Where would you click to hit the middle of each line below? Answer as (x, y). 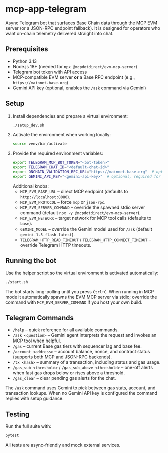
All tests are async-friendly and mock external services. (63, 445)
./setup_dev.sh (28, 125)
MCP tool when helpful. (37, 341)
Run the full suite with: (28, 426)
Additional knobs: (31, 186)
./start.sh (17, 282)
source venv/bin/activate (39, 144)
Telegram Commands (39, 318)
